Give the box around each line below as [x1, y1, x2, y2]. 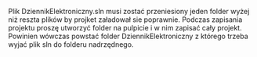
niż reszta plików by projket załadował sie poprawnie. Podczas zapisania [8, 15, 243, 24]
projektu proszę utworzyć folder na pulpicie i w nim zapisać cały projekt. [8, 23, 242, 32]
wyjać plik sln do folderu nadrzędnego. [8, 40, 134, 49]
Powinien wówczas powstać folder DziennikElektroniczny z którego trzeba [8, 31, 248, 41]
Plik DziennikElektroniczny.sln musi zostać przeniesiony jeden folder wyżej [8, 7, 250, 16]
